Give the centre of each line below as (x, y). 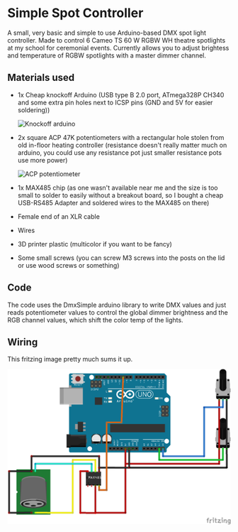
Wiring (23, 342)
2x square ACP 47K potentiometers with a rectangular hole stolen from (121, 137)
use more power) (42, 160)
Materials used (41, 78)
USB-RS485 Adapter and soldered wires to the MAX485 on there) (113, 202)
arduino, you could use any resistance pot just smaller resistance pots (119, 152)
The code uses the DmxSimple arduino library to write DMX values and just (117, 305)
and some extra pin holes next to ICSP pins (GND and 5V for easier (115, 102)
